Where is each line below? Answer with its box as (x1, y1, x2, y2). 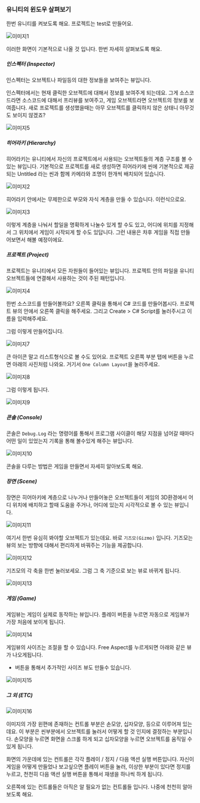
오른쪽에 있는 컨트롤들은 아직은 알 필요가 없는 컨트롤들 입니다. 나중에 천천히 (6, 783, 181, 790)
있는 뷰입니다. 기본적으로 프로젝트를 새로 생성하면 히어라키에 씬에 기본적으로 (6, 163, 183, 170)
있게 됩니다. (6, 743, 34, 750)
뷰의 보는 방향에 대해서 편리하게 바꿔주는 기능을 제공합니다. (6, 542, 143, 549)
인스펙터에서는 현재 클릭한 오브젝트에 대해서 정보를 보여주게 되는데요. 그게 (6, 89, 179, 96)
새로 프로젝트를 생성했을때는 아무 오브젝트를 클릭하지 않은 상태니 (28, 104, 179, 111)
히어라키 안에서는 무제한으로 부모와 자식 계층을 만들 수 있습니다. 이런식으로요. (6, 196, 186, 203)
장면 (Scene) (6, 477, 38, 485)
